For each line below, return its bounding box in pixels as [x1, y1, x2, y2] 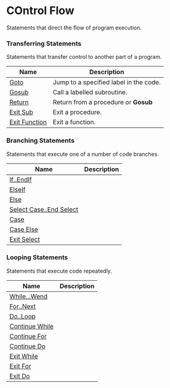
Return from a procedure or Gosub [52, 98, 153, 107]
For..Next [9, 302, 36, 310]
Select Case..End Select [9, 205, 79, 213]
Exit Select [9, 235, 40, 243]
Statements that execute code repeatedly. [6, 267, 112, 275]
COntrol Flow [6, 4, 75, 18]
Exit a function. [52, 118, 96, 126]
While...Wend [9, 292, 48, 300]
